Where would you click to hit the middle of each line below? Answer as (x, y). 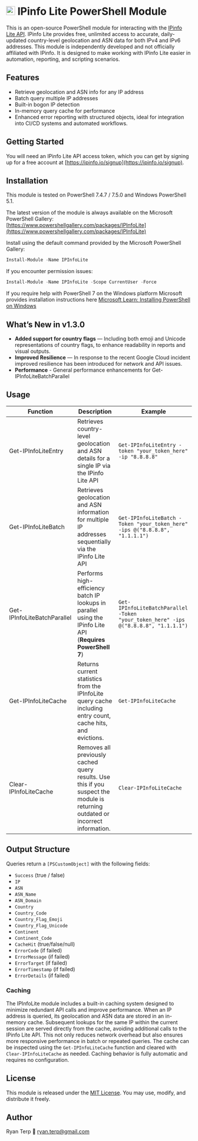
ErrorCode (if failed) (38, 950)
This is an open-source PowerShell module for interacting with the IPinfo (94, 28)
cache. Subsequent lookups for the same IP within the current (103, 1022)
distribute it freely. (28, 1099)
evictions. (91, 737)
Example (154, 411)
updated (16, 40)
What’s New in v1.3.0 (46, 324)
